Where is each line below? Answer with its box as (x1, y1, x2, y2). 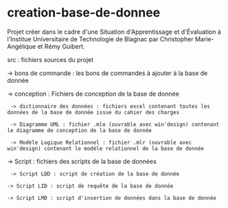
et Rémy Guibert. (37, 42, 85, 50)
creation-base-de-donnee (7, 5, 161, 21)
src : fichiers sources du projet (7, 55, 94, 63)
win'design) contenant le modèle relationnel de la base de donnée (7, 145, 205, 152)
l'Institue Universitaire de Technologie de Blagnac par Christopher (7, 34, 194, 43)
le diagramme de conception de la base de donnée (7, 127, 152, 134)
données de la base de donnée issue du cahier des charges (7, 109, 180, 116)
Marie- (194, 34, 214, 43)
